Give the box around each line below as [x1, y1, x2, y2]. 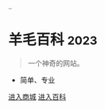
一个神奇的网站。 [27, 58, 84, 68]
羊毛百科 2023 [8, 31, 98, 49]
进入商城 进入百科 [8, 92, 66, 101]
